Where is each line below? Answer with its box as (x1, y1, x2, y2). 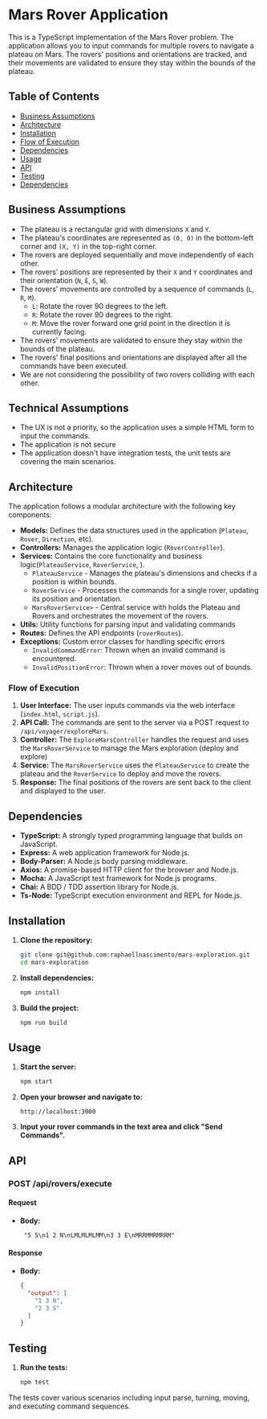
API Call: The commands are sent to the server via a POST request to (19, 718, 250, 727)
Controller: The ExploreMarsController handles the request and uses (19, 734, 249, 745)
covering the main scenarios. (19, 457, 116, 467)
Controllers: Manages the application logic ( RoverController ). (19, 543, 225, 553)
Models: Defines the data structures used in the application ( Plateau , (19, 525, 249, 536)
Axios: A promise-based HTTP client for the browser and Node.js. (19, 865, 239, 874)
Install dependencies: (19, 973, 95, 982)
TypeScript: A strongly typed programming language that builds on (19, 831, 243, 841)
